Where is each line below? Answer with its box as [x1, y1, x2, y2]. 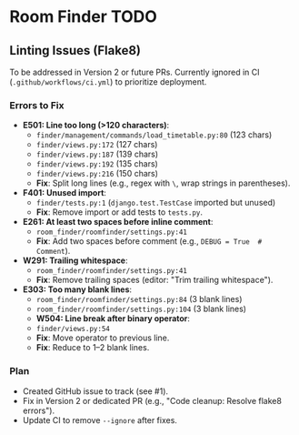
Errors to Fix [9, 98, 65, 111]
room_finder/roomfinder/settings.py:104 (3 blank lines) [35, 303, 247, 315]
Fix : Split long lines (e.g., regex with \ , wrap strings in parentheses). [35, 177, 291, 188]
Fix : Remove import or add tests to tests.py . [35, 207, 203, 217]
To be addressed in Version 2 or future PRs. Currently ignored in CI [9, 66, 261, 77]
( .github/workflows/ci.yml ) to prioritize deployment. [9, 76, 207, 87]
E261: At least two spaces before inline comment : [22, 217, 214, 228]
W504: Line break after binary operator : [35, 313, 191, 324]
